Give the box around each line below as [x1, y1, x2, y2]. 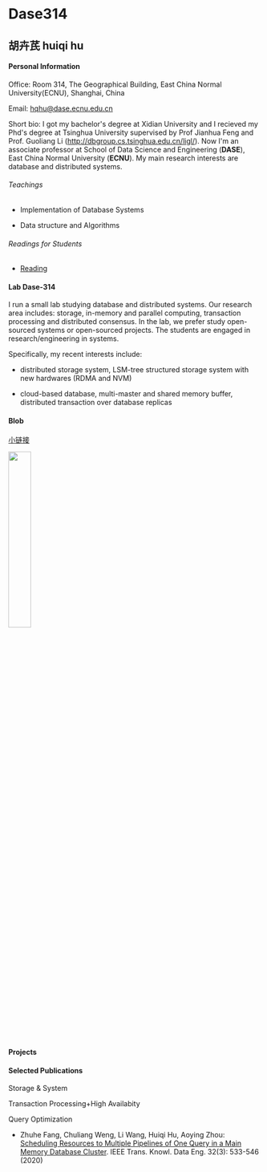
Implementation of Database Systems [19, 205, 144, 214]
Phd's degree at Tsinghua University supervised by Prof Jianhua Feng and [8, 128, 254, 137]
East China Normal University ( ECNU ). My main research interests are [8, 153, 239, 163]
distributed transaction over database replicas [19, 398, 172, 408]
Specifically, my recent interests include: [8, 350, 143, 359]
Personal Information [8, 62, 80, 71]
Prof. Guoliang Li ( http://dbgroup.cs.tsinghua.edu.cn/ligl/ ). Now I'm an [8, 136, 239, 145]
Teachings [8, 180, 43, 189]
